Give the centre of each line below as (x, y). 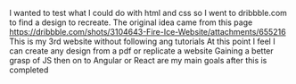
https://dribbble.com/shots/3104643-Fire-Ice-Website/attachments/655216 (148, 32)
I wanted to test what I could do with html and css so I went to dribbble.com (148, 13)
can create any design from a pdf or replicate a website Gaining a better (141, 51)
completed (29, 70)
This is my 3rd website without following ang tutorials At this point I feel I (142, 41)
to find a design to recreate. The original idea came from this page (131, 22)
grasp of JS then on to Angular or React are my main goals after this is (138, 60)
